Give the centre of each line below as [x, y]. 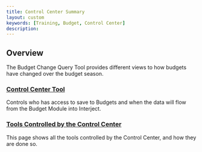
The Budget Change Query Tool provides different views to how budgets [96, 67]
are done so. [22, 144]
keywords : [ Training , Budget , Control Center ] [66, 23]
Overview [25, 53]
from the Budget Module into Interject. [54, 109]
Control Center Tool [36, 89]
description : [23, 29]
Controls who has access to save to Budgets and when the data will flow [96, 102]
